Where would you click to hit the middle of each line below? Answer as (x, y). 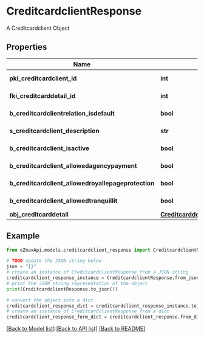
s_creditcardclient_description (54, 131)
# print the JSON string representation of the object (77, 283)
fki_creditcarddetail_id (42, 95)
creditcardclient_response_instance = (55, 278)
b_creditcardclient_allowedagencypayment (73, 165)
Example (23, 236)
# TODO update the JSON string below (54, 261)
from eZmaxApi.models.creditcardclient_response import (78, 250)
